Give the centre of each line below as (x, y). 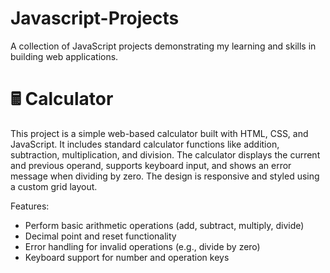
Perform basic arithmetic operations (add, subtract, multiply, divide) (164, 225)
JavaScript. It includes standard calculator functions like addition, (145, 144)
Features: (30, 206)
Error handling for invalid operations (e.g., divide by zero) (142, 246)
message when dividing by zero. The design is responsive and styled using (165, 176)
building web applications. (64, 56)
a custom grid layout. (54, 186)
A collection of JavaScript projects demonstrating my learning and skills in (163, 46)
